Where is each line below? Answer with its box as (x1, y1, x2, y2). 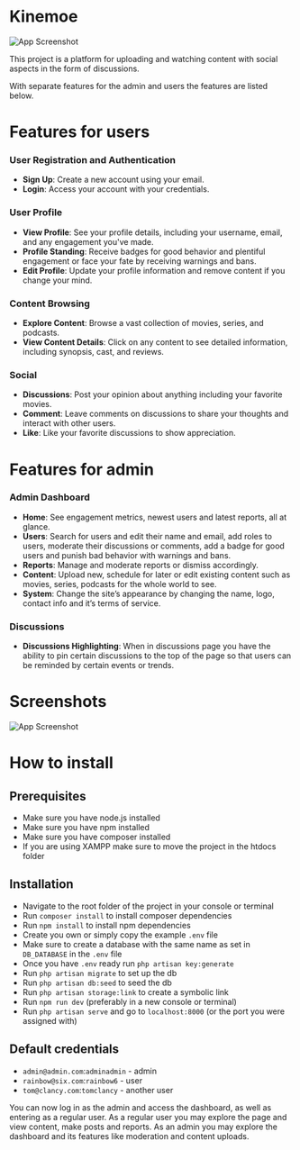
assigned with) (22, 1015, 78, 1026)
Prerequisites (9, 788, 86, 803)
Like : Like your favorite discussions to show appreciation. (22, 428, 236, 439)
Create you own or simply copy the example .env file (22, 929, 219, 940)
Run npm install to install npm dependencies (22, 919, 191, 930)
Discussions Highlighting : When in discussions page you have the (22, 641, 271, 652)
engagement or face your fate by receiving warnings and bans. (22, 255, 257, 267)
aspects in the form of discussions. (9, 63, 140, 74)
